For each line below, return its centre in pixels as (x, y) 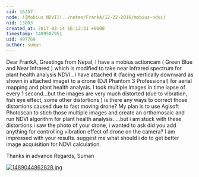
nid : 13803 (20, 23)
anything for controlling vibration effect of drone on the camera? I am (91, 131)
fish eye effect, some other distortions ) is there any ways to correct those (97, 100)
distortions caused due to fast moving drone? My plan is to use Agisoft (93, 106)
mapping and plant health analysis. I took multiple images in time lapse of (96, 87)
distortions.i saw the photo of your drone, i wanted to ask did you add (91, 125)
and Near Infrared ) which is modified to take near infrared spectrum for (94, 68)
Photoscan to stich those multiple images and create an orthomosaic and (96, 112)
